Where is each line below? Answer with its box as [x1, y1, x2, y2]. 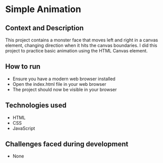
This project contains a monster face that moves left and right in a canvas [5, 37, 158, 43]
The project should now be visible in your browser [12, 86, 117, 92]
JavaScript [12, 125, 35, 131]
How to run [5, 62, 41, 71]
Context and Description [5, 24, 84, 32]
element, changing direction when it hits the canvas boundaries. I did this [5, 42, 157, 48]
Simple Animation [5, 4, 82, 15]
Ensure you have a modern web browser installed [12, 76, 116, 82]
